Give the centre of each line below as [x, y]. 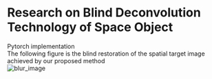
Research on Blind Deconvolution [104, 13]
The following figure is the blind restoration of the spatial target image [106, 54]
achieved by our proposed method [56, 60]
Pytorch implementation [41, 46]
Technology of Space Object [90, 27]
